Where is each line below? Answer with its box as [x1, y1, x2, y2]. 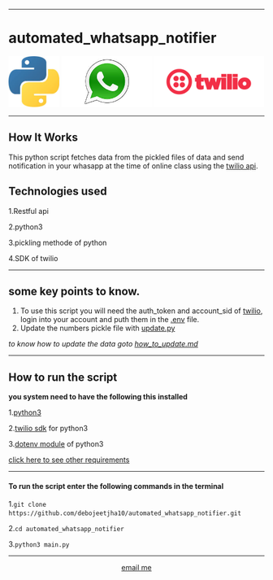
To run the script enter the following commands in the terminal [8, 481, 224, 491]
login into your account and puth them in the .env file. [19, 315, 200, 325]
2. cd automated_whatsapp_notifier [8, 524, 124, 534]
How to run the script [8, 370, 118, 384]
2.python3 [8, 221, 43, 232]
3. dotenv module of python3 [8, 439, 104, 449]
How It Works [8, 131, 79, 145]
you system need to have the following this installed [8, 392, 188, 402]
